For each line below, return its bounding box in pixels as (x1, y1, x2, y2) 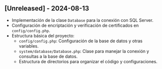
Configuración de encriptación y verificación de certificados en (11, 22, 139, 28)
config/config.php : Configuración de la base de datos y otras (18, 38, 143, 44)
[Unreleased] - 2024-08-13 (4, 4, 90, 13)
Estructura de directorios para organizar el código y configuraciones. (18, 58, 158, 64)
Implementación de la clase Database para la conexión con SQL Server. (11, 17, 154, 23)
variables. (18, 43, 39, 49)
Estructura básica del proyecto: (11, 33, 75, 38)
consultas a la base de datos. (18, 53, 78, 59)
